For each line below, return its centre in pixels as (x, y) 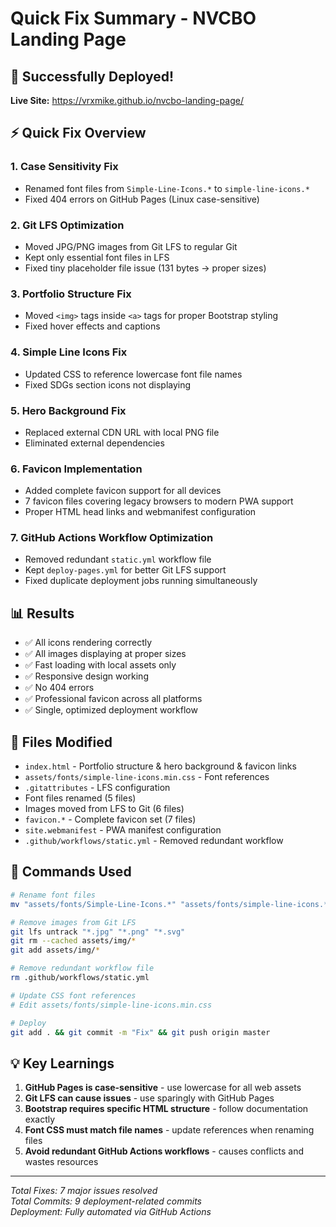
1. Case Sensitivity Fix (64, 167)
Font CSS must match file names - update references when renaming (169, 1130)
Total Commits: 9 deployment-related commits (106, 1201)
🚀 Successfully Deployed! (92, 76)
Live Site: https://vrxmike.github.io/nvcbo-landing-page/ (127, 100)
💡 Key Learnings (62, 1063)
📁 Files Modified (61, 742)
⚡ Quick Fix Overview (78, 133)
